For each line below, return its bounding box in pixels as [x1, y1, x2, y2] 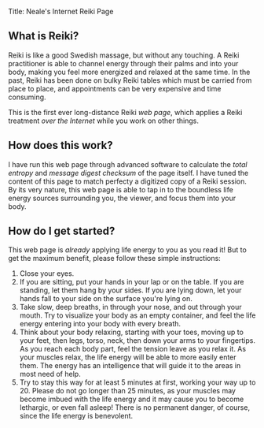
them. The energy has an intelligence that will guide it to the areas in [19, 361, 241, 370]
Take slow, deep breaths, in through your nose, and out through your [19, 303, 242, 312]
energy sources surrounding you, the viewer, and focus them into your [8, 193, 236, 203]
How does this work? [8, 139, 113, 152]
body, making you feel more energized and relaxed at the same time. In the [8, 67, 251, 76]
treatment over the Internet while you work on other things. [8, 116, 199, 125]
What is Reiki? [8, 29, 79, 43]
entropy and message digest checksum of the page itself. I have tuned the [8, 168, 249, 177]
